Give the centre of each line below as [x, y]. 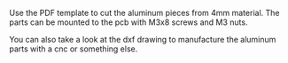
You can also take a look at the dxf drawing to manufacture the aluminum [143, 39]
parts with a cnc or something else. [74, 49]
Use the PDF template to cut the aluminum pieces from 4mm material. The [144, 13]
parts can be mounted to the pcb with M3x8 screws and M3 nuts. [128, 22]
